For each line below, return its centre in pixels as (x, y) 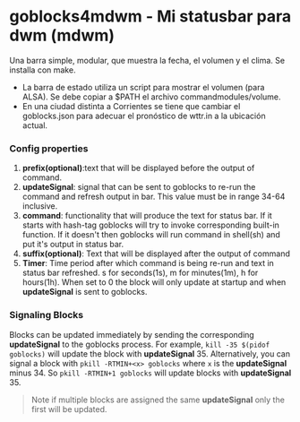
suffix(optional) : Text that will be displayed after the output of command (156, 254)
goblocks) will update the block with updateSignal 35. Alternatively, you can (150, 353)
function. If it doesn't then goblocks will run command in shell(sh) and (151, 235)
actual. (34, 125)
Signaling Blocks (46, 315)
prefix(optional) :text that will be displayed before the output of (138, 168)
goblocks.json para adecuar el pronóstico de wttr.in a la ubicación (144, 116)
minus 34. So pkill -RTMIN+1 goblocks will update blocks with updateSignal (150, 373)
